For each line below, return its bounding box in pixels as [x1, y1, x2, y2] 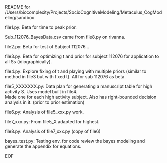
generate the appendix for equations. [5, 143, 82, 149]
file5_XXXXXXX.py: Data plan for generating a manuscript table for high [5, 83, 152, 89]
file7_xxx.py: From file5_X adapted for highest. [5, 119, 100, 124]
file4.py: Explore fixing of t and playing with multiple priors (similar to [5, 68, 147, 74]
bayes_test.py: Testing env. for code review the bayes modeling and [5, 138, 145, 144]
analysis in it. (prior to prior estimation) [5, 99, 85, 105]
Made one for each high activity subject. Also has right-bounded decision [5, 94, 157, 100]
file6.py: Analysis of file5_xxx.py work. [5, 109, 84, 115]
